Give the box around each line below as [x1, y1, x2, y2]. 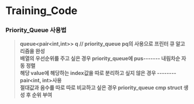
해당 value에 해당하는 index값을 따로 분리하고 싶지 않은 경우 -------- [19, 70, 176, 77]
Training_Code [5, 4, 78, 18]
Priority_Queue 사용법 [5, 26, 67, 34]
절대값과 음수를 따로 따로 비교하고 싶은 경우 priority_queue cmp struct [19, 84, 182, 91]
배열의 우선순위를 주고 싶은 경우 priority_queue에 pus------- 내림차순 [19, 55, 181, 62]
